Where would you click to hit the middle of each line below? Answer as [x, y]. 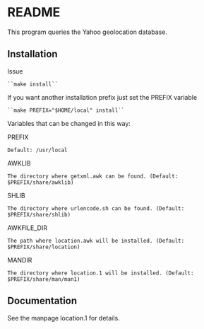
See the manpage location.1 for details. [64, 318]
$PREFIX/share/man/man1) [44, 279]
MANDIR [20, 260]
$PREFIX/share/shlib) [39, 214]
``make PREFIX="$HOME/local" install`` [66, 110]
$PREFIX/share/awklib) [41, 182]
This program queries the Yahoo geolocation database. [88, 32]
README [34, 12]
